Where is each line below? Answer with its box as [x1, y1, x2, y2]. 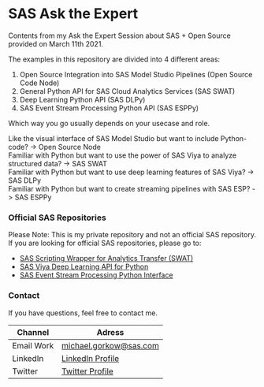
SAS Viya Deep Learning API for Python [19, 262, 149, 272]
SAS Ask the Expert [8, 5, 139, 23]
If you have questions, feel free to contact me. [8, 308, 158, 318]
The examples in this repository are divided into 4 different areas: [8, 54, 221, 64]
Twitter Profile [61, 366, 114, 377]
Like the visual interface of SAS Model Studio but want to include [8, 133, 219, 143]
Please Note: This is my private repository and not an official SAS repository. [8, 230, 256, 240]
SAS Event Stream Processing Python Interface [19, 270, 173, 280]
